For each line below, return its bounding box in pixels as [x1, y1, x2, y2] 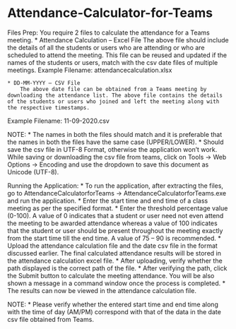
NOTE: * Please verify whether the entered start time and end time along [7, 300, 219, 309]
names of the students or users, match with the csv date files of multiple [7, 58, 218, 66]
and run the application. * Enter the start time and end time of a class [7, 196, 208, 205]
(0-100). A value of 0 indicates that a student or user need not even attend [7, 211, 224, 220]
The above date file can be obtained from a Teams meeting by [20, 85, 207, 92]
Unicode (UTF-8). [7, 167, 59, 176]
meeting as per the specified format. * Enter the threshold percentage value [7, 203, 228, 213]
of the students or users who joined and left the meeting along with [7, 97, 220, 105]
